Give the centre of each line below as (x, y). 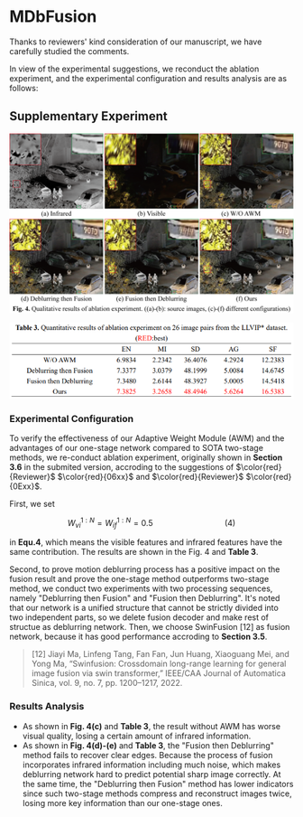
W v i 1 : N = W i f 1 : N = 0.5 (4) (151, 523)
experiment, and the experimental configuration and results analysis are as (148, 78)
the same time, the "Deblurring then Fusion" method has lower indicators (158, 784)
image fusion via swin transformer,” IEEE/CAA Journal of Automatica (158, 673)
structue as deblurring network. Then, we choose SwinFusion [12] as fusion (150, 627)
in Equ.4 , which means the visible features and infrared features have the (146, 542)
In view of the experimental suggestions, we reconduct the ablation (134, 69)
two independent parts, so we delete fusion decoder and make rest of (139, 617)
